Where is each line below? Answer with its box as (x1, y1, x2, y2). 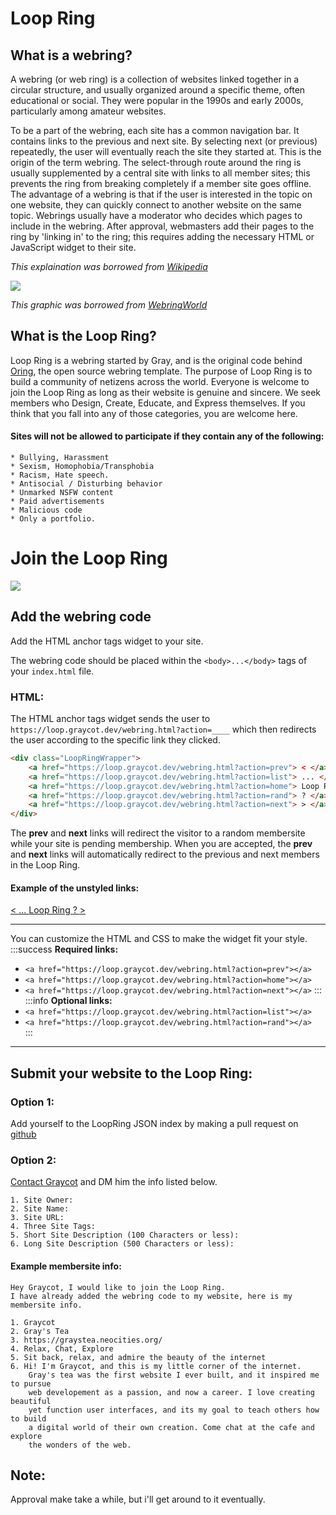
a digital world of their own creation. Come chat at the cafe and (28, 1422, 315, 1432)
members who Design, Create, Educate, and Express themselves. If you (10, 397, 306, 409)
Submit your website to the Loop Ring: (10, 1065, 253, 1082)
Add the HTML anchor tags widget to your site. (10, 635, 204, 647)
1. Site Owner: (10, 1195, 74, 1206)
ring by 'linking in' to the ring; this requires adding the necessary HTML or (10, 231, 315, 242)
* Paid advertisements (10, 497, 105, 507)
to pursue (10, 1378, 52, 1389)
